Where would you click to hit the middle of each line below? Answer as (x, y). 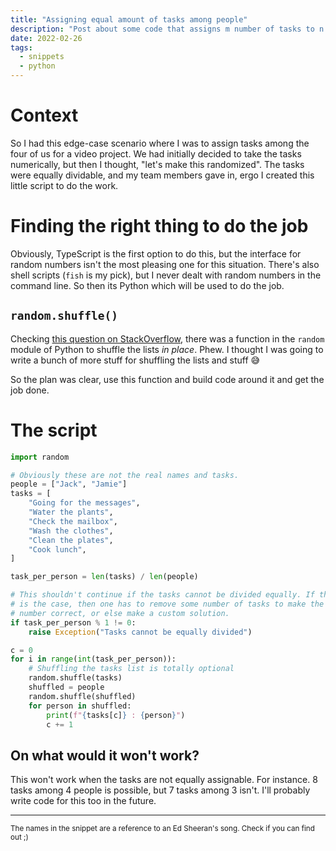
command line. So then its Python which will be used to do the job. (147, 285)
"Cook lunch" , (57, 549)
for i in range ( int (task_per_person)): (93, 659)
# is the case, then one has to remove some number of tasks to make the (167, 604)
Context (44, 115)
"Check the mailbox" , (73, 521)
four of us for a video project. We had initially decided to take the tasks (156, 153)
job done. (30, 390)
